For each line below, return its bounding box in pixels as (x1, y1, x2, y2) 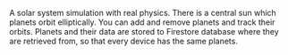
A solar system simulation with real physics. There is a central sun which (9, 8, 277, 18)
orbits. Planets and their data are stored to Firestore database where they (9, 27, 279, 36)
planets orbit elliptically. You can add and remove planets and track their (9, 17, 275, 27)
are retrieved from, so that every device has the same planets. (9, 35, 239, 46)
